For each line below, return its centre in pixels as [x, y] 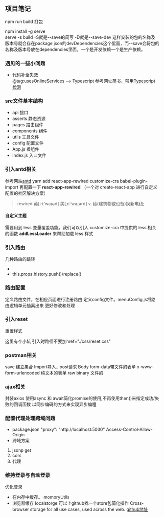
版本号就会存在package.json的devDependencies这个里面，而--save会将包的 [82, 43]
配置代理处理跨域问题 [30, 419]
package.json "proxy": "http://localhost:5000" [59, 429]
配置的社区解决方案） [26, 193]
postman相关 [21, 355]
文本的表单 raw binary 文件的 [74, 373]
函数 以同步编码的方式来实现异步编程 [59, 404]
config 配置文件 [28, 143]
